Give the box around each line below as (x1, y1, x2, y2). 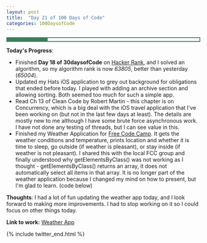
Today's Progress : (6, 47, 54, 54)
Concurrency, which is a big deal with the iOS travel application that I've (15, 104, 197, 112)
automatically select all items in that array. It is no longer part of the (15, 169, 185, 176)
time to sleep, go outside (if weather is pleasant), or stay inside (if (15, 143, 181, 150)
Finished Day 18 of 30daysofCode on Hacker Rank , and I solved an (15, 59, 185, 66)
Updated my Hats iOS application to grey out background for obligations (15, 78, 197, 85)
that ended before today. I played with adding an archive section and (15, 85, 188, 92)
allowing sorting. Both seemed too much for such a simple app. (15, 91, 175, 98)
